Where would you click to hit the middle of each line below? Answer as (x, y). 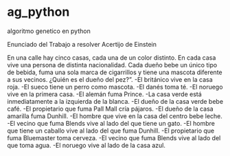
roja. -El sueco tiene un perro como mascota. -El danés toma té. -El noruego (115, 87)
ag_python (38, 12)
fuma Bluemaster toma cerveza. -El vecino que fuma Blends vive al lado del (114, 137)
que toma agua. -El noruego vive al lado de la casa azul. (87, 145)
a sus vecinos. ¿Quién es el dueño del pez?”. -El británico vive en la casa (110, 79)
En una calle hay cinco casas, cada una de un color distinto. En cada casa (112, 57)
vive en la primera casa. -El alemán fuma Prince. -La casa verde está (105, 94)
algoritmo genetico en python (49, 31)
